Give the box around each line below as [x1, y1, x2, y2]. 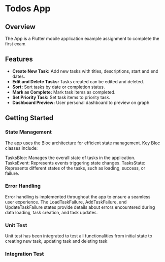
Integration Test [5, 251, 44, 258]
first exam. [5, 41, 27, 47]
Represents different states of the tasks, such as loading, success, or [5, 165, 145, 171]
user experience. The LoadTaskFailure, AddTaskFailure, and [5, 199, 127, 205]
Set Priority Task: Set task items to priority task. [12, 94, 111, 100]
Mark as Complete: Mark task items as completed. [12, 89, 116, 95]
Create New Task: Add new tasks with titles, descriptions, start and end [12, 68, 159, 74]
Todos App [5, 3, 51, 14]
